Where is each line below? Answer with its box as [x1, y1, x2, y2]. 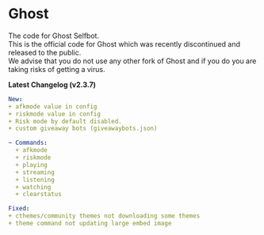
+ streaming [15, 168, 55, 176]
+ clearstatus [15, 191, 62, 199]
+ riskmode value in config [8, 110, 101, 118]
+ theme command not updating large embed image [8, 219, 172, 228]
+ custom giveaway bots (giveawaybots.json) [8, 124, 158, 133]
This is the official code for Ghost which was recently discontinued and [8, 39, 240, 48]
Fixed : [8, 205, 30, 213]
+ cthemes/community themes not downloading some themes [8, 212, 201, 220]
